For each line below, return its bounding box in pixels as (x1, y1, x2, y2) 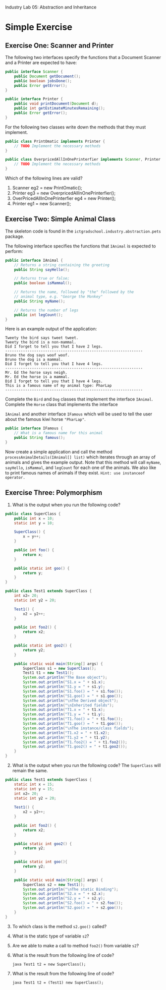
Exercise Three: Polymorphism (5, 488, 103, 497)
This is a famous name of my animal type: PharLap (5, 383, 112, 388)
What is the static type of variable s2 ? (12, 933, 89, 939)
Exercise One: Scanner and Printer (5, 41, 114, 50)
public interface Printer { (5, 97, 63, 102)
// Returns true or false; (14, 276, 70, 281)
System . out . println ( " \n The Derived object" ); (23, 698, 119, 703)
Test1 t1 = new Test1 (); (23, 670, 74, 676)
